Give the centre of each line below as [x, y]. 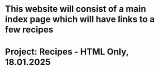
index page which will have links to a [80, 19]
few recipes [29, 30]
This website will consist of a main [76, 9]
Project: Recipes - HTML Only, [67, 52]
